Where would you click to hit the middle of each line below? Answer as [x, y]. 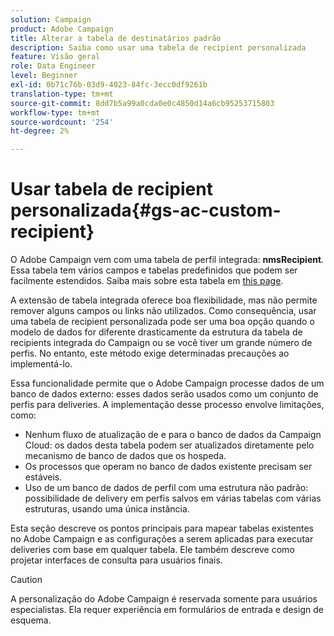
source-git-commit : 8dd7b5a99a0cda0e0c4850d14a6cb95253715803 [142, 103]
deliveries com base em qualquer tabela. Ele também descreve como [152, 550]
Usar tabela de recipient [111, 189]
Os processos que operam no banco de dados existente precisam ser [168, 467]
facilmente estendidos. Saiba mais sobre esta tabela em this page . [147, 281]
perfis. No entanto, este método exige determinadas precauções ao [150, 353]
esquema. [31, 620]
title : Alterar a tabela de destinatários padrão [116, 38]
